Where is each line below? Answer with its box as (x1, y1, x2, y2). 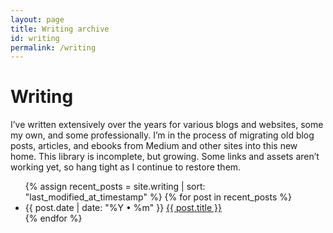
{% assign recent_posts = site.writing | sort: (24, 181, 206, 193)
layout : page (10, 14, 65, 25)
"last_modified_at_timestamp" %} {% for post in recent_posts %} (24, 191, 292, 203)
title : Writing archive (10, 24, 110, 34)
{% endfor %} (24, 212, 83, 225)
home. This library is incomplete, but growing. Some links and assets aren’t (10, 151, 320, 163)
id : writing (10, 33, 60, 43)
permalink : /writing (10, 42, 97, 53)
